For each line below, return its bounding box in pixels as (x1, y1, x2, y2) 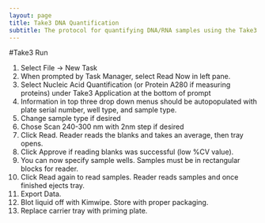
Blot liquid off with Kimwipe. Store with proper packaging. (20, 198, 209, 207)
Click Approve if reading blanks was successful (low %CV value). (20, 147, 234, 157)
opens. (20, 139, 44, 149)
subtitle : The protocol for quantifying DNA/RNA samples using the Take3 (9, 26, 258, 34)
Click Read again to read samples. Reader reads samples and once (20, 172, 239, 182)
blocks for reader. (20, 164, 78, 174)
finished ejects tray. (20, 181, 85, 191)
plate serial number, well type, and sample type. (20, 105, 177, 115)
